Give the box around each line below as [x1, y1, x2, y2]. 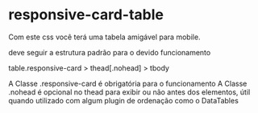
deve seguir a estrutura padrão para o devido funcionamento [8, 47, 211, 57]
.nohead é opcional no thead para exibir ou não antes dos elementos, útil [8, 87, 251, 97]
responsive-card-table [8, 6, 164, 24]
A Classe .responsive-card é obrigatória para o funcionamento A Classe [8, 79, 248, 88]
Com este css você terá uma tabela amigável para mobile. [8, 32, 201, 42]
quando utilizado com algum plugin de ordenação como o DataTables [8, 95, 239, 105]
